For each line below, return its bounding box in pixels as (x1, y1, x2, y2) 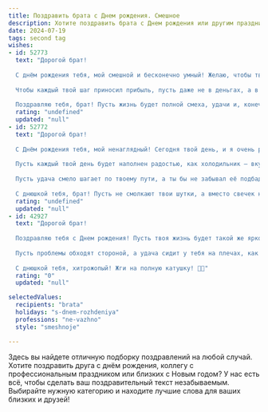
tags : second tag (8, 34, 66, 42)
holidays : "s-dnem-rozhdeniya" (15, 308, 120, 316)
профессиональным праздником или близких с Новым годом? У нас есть (8, 369, 260, 378)
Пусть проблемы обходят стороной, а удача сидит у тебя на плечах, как (15, 249, 259, 257)
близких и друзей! (8, 394, 70, 404)
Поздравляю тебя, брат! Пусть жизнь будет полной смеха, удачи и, (15, 101, 241, 109)
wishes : (8, 42, 34, 50)
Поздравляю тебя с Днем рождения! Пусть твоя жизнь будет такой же (15, 235, 245, 243)
